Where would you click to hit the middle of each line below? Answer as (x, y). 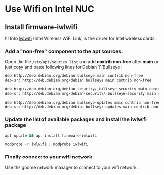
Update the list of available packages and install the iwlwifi (76, 119)
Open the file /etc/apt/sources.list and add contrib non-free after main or (82, 62)
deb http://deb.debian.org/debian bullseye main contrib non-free (74, 76)
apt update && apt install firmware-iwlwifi (51, 135)
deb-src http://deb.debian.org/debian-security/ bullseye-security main (81, 93)
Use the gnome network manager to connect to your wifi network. (72, 167)
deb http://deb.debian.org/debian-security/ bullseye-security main (76, 89)
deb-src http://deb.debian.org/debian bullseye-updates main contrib (77, 107)
